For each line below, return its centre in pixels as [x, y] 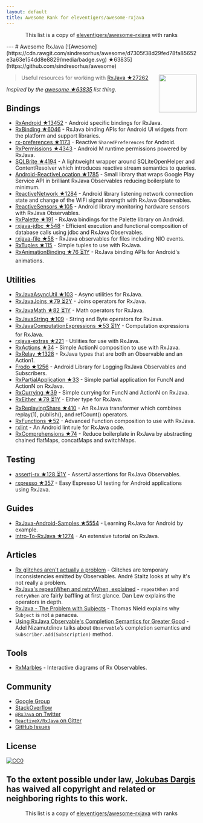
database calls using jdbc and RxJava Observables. [79, 232]
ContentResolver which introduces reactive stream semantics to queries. [105, 168]
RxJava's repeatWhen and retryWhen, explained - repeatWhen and [97, 589]
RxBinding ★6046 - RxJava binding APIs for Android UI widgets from [101, 129]
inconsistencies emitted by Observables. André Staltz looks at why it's [102, 576]
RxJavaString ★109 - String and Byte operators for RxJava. [89, 319]
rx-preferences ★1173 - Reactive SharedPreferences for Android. [95, 142]
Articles [22, 555]
